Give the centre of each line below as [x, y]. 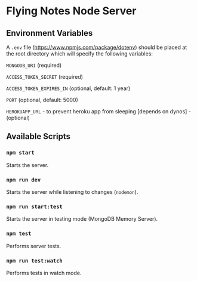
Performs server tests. [34, 246]
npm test [19, 234]
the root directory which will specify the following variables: [80, 54]
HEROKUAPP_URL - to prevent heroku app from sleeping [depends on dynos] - [98, 111]
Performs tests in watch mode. [44, 273]
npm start [20, 153]
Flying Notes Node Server [71, 11]
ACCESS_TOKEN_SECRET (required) [45, 77]
